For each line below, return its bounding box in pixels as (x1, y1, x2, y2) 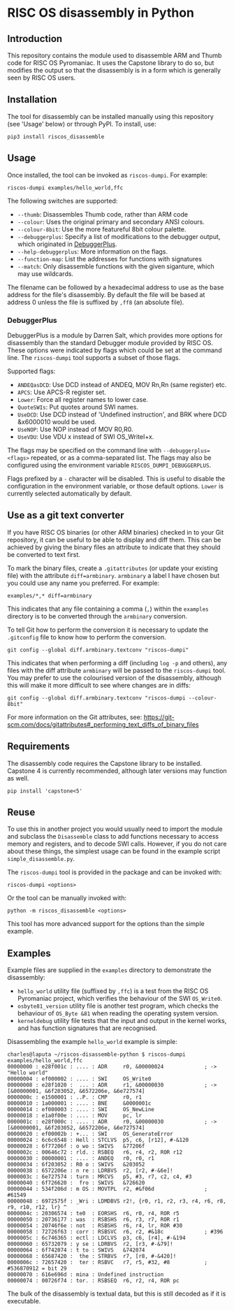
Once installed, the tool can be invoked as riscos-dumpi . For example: (7, 171, 208, 179)
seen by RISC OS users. (7, 73, 76, 82)
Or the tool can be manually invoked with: (7, 894, 127, 902)
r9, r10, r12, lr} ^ (7, 1204, 68, 1211)
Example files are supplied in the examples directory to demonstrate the (7, 966, 212, 974)
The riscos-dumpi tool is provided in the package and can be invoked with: (7, 868, 222, 876)
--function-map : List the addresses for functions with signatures (17, 254, 203, 263)
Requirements (7, 741, 70, 753)
